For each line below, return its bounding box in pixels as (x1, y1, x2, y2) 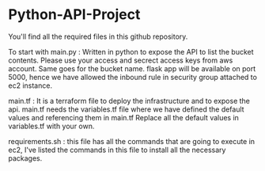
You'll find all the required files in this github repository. (8, 32, 188, 41)
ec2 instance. (8, 81, 53, 90)
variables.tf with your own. (8, 121, 95, 131)
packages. (8, 153, 43, 163)
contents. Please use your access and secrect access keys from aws (8, 55, 233, 65)
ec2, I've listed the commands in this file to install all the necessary (8, 145, 226, 154)
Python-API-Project (8, 6, 141, 24)
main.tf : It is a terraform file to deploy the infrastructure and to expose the (8, 96, 251, 105)
